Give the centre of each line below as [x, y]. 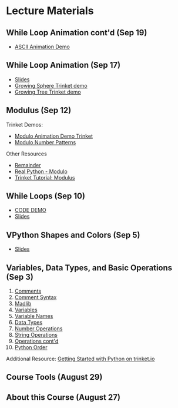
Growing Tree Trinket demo [48, 92]
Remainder [28, 165]
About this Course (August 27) [63, 397]
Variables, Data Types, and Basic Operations [89, 268]
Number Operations [38, 329]
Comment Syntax [36, 297]
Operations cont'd [36, 341]
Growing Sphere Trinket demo [51, 85]
